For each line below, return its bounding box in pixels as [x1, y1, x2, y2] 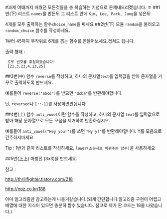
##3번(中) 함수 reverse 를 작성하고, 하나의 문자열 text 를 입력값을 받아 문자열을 [5, 73, 157, 79]
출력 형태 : [5, 49, 25, 54]
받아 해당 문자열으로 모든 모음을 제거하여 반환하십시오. [5, 118, 111, 123]
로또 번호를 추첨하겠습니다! [7, 59, 55, 64]
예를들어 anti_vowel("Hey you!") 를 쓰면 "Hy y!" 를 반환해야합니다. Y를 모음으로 [5, 128, 162, 134]
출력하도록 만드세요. [14, 79, 53, 85]
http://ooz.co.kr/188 [5, 186, 46, 192]
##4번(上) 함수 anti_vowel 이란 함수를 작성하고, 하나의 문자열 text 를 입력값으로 [5, 111, 160, 117]
